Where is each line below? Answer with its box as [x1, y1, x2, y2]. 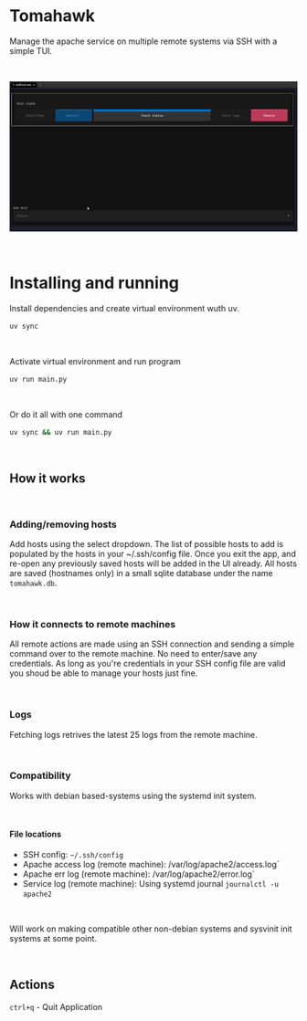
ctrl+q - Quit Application [9, 1001, 103, 1012]
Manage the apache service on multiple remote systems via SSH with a [9, 36, 278, 47]
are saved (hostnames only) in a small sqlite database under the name [9, 567, 273, 578]
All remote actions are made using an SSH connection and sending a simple [9, 638, 295, 649]
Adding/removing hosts [9, 518, 117, 531]
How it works [9, 471, 86, 487]
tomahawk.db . [9, 577, 58, 588]
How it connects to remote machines [9, 617, 176, 630]
